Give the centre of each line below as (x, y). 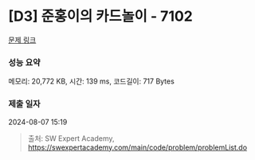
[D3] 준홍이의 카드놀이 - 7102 (100, 16)
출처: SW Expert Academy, (71, 138)
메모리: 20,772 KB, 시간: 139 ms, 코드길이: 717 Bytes (92, 81)
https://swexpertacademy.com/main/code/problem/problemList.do (137, 147)
